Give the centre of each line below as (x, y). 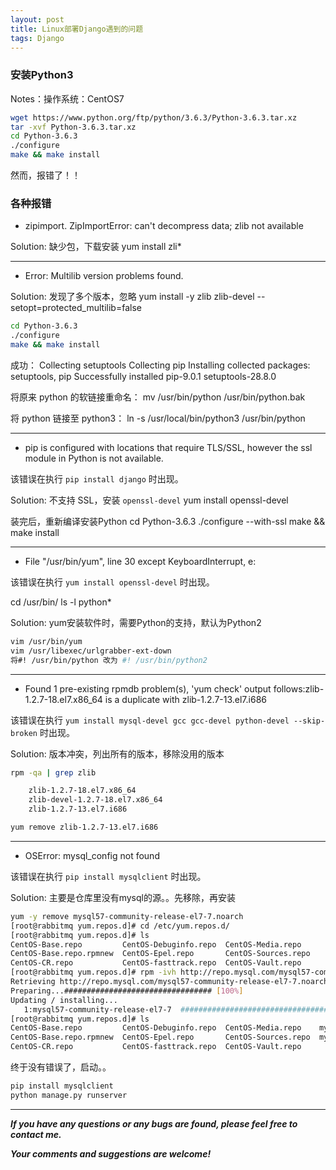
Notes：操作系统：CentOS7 (67, 98)
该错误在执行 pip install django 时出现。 (97, 478)
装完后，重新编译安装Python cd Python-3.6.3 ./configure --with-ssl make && (168, 521)
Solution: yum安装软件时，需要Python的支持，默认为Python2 (136, 622)
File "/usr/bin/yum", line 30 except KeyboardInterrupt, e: (140, 561)
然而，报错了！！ (45, 175)
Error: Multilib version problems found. (104, 276)
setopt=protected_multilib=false (76, 308)
